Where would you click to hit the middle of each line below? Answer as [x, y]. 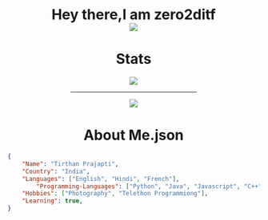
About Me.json [134, 135]
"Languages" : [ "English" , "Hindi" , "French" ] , [101, 179]
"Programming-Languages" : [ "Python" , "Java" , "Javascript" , [138, 186]
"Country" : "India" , [56, 171]
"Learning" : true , [52, 201]
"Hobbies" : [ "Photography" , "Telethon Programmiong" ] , [115, 194]
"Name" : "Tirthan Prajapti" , [70, 164]
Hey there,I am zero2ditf [134, 15]
